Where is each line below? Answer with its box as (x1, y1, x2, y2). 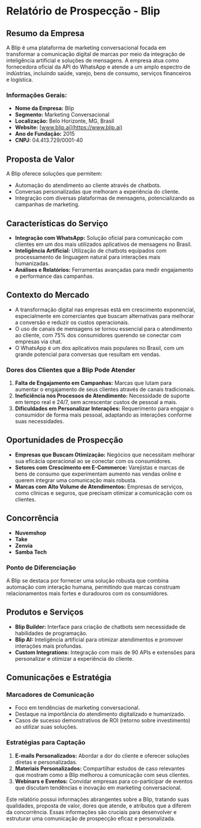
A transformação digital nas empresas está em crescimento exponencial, (14, 305, 196, 313)
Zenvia (14, 542, 33, 549)
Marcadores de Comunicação (6, 690, 95, 699)
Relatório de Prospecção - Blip (6, 4, 161, 18)
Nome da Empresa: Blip (14, 105, 74, 112)
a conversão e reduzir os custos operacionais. (14, 319, 130, 326)
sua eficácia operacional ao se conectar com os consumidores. (14, 457, 172, 464)
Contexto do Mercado (6, 290, 89, 300)
